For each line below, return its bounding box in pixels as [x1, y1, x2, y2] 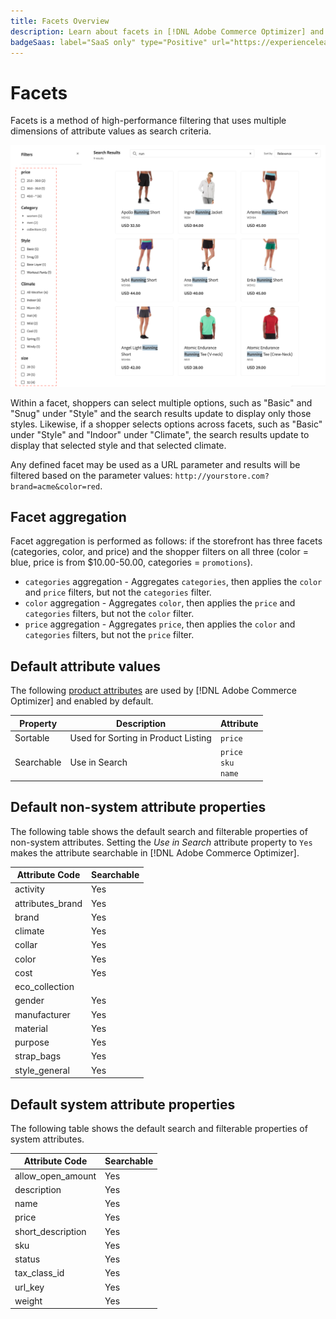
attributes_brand [14, 897, 83, 909]
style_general [14, 1064, 70, 1076]
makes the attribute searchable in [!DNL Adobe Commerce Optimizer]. [10, 846, 300, 859]
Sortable [14, 732, 50, 744]
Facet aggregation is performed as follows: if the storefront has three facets [10, 535, 323, 547]
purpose [14, 1036, 50, 1049]
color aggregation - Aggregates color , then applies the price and [24, 597, 296, 609]
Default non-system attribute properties [10, 799, 267, 816]
